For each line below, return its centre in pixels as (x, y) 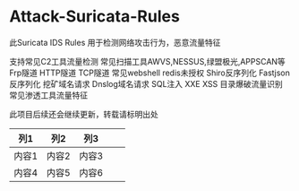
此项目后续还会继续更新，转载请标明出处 (84, 114)
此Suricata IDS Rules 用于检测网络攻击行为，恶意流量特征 (115, 42)
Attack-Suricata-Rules (95, 17)
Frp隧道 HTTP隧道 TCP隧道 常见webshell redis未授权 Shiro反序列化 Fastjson (150, 73)
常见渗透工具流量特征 (48, 95)
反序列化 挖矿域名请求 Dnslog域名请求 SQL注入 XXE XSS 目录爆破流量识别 (146, 83)
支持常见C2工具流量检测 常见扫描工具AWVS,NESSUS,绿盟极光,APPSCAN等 (148, 61)
